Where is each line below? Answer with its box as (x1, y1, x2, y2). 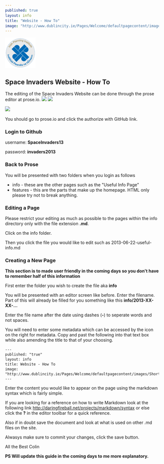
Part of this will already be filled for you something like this (5, 297, 123, 303)
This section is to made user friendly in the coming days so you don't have (5, 268, 159, 274)
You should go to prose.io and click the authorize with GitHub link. (5, 116, 138, 122)
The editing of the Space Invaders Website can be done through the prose (5, 91, 155, 97)
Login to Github (5, 128, 42, 135)
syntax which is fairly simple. (5, 390, 63, 396)
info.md (5, 244, 20, 250)
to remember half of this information (5, 273, 81, 279)
